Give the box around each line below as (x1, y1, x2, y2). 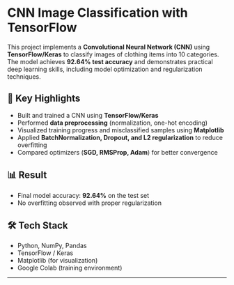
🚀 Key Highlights (7, 93, 81, 105)
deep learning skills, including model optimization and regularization (7, 65, 203, 73)
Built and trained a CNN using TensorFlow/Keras (17, 111, 159, 119)
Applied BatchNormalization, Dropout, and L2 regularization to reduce (17, 133, 223, 141)
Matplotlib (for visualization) (17, 256, 98, 265)
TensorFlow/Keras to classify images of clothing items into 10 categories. (7, 50, 219, 59)
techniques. (7, 72, 41, 81)
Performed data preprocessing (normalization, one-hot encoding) (17, 118, 208, 127)
